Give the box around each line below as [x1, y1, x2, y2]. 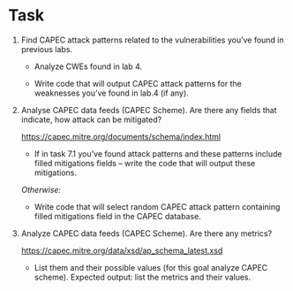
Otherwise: [20, 184, 62, 195]
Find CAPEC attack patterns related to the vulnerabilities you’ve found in [20, 34, 284, 45]
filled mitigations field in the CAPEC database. [34, 211, 202, 221]
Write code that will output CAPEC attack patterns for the [34, 78, 242, 88]
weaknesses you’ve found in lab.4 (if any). [34, 88, 189, 98]
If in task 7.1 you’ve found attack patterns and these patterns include [34, 148, 282, 159]
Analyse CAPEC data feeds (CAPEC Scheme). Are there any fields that [20, 104, 277, 115]
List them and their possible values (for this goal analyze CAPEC [34, 262, 268, 272]
